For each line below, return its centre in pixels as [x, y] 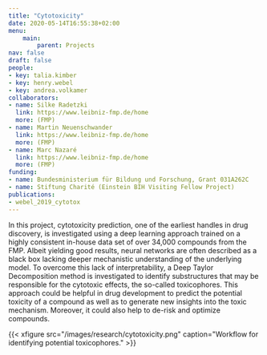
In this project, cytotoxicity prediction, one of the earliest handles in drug [128, 224]
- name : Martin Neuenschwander [61, 127]
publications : [32, 194]
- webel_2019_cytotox [44, 202]
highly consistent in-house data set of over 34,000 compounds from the [127, 242]
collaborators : [34, 98]
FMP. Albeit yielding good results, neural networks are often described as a [133, 250]
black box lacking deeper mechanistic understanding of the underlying [125, 259]
